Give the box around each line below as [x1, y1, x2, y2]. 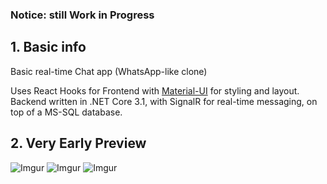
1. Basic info [10, 39, 87, 56]
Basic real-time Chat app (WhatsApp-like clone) [10, 65, 208, 77]
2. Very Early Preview [10, 135, 147, 152]
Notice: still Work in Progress [10, 8, 155, 22]
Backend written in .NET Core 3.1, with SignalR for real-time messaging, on [10, 95, 318, 107]
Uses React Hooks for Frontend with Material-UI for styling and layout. [10, 84, 300, 97]
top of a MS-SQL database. [10, 106, 123, 118]
